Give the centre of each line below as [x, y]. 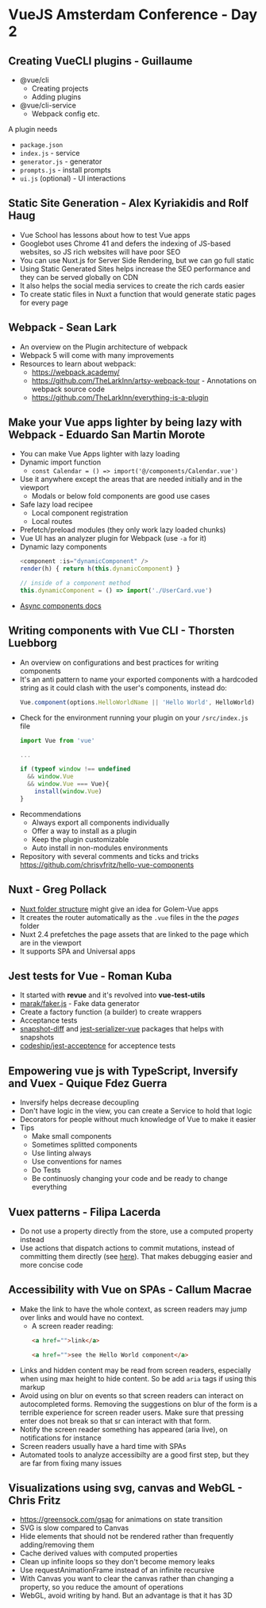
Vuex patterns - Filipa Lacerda [85, 1212]
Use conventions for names [77, 1162]
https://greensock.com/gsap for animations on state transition [121, 1520]
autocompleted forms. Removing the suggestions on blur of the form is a [139, 1404]
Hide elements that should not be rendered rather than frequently [127, 1536]
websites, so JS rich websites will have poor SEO [100, 251]
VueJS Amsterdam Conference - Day [133, 15]
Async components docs [60, 605]
